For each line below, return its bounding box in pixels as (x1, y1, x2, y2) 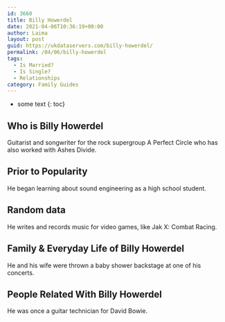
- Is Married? (13, 62, 54, 69)
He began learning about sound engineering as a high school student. (7, 184, 206, 193)
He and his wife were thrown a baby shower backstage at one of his (7, 261, 201, 269)
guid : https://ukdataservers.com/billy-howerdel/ (7, 42, 154, 49)
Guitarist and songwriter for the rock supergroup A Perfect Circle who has (7, 138, 218, 147)
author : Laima (7, 29, 48, 37)
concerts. (7, 268, 35, 277)
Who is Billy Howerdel (7, 120, 104, 132)
